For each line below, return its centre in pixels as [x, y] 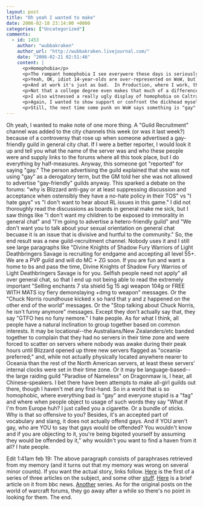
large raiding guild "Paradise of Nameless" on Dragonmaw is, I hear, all [104, 376]
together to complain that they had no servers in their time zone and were [98, 337]
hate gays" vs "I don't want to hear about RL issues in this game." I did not [98, 202]
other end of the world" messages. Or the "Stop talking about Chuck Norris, [101, 305]
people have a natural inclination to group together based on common [93, 324]
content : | [31, 62]
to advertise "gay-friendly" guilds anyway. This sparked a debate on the [96, 183]
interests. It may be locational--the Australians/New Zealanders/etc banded [100, 331]
